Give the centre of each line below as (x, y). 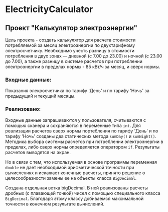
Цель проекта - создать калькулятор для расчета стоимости (70, 40)
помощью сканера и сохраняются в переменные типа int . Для (73, 125)
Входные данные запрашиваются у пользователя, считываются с (76, 120)
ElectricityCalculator (49, 9)
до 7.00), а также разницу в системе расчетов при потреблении (74, 61)
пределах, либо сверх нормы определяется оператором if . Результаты (82, 147)
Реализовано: (23, 109)
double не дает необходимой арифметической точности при (70, 167)
